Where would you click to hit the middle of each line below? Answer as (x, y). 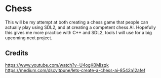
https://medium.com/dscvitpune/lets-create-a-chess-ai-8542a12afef (75, 70)
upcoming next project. (29, 38)
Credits (17, 53)
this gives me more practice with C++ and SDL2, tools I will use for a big (79, 32)
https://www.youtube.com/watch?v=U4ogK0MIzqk (57, 65)
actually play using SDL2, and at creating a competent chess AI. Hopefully (80, 27)
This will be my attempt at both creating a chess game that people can (77, 22)
